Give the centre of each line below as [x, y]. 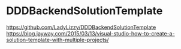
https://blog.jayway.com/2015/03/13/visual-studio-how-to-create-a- [90, 33]
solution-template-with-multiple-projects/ [58, 40]
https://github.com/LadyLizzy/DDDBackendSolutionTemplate [81, 27]
